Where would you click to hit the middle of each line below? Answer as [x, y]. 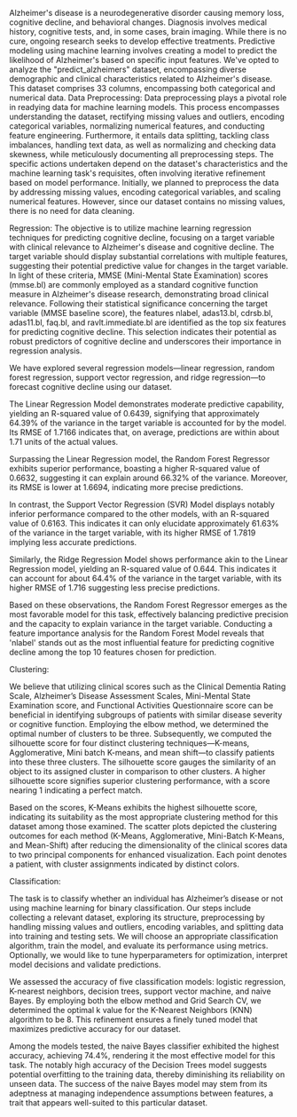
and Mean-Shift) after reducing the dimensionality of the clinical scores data [148, 845]
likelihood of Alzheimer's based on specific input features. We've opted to [144, 60]
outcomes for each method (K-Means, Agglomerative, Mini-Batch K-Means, [147, 836]
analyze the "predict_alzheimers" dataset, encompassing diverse [128, 69]
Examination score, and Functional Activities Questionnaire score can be [141, 705]
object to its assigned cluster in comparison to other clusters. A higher [137, 771]
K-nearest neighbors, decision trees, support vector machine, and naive [141, 991]
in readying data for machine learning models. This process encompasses [145, 107]
